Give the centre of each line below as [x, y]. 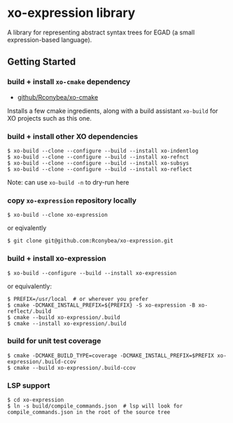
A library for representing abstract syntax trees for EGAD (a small [101, 32]
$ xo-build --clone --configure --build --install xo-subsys [98, 163]
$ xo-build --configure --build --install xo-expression [92, 273]
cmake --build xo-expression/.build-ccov [75, 368]
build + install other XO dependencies [73, 136]
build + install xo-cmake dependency [69, 82]
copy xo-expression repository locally [72, 200]
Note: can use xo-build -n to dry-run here [68, 182]
